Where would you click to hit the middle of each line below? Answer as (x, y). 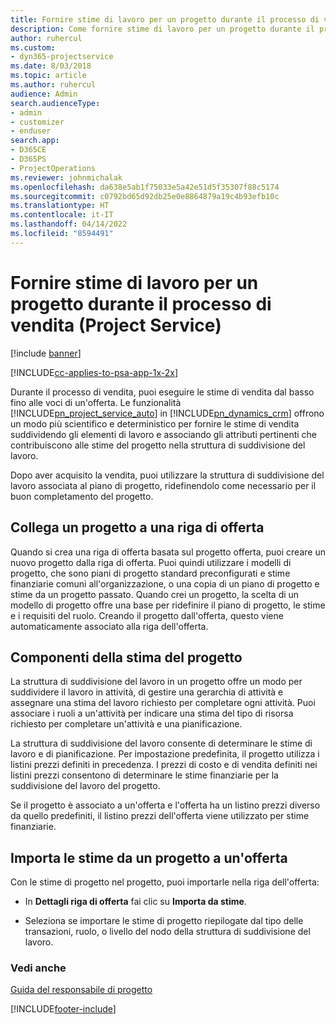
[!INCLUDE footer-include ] (63, 1009)
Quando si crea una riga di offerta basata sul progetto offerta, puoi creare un (168, 552)
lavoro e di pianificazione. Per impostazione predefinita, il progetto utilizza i (165, 754)
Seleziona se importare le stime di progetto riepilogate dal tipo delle (164, 921)
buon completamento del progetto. (82, 496)
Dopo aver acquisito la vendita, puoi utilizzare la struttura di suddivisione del (167, 475)
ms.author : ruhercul (53, 85)
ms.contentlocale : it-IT (62, 215)
